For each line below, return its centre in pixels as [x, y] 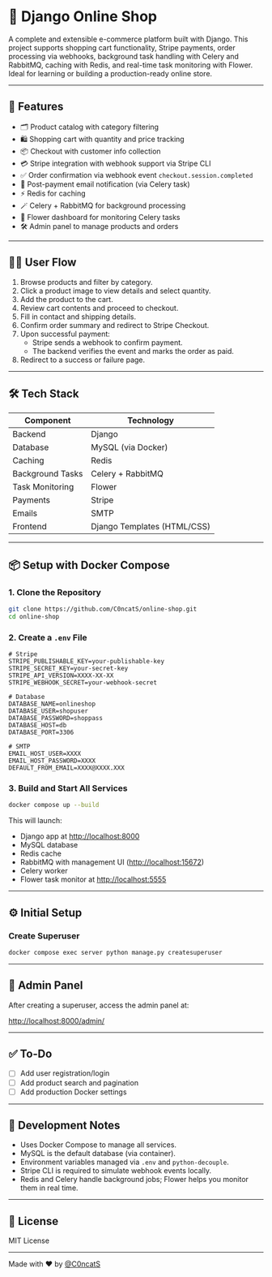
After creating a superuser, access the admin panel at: [99, 1005]
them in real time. [49, 1188]
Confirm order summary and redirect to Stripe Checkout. [115, 325]
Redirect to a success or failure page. [83, 360]
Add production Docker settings [73, 1092]
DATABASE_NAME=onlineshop [52, 704]
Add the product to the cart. [66, 299]
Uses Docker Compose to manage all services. [98, 1145]
